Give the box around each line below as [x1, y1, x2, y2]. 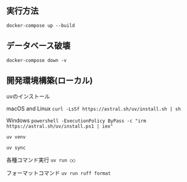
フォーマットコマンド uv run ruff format [6, 169, 111, 176]
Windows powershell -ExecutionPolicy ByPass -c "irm [6, 117, 147, 124]
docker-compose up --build [6, 22, 75, 29]
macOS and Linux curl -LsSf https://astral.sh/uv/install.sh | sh [6, 105, 182, 112]
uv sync [6, 145, 26, 151]
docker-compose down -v [6, 57, 67, 63]
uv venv [6, 134, 26, 140]
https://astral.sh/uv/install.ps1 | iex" [6, 123, 114, 130]
